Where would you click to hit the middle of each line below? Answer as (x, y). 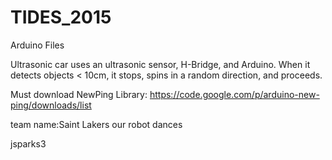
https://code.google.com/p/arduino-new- (234, 94)
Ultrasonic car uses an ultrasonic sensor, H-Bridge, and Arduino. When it (160, 64)
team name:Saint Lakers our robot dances (96, 124)
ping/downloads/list (51, 105)
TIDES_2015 (61, 17)
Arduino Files (37, 45)
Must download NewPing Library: (79, 94)
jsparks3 (28, 143)
